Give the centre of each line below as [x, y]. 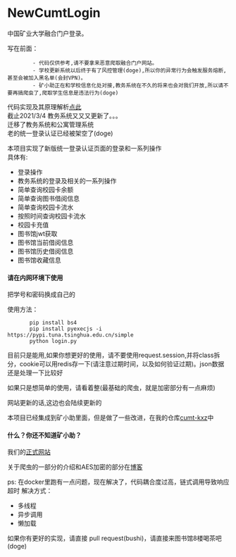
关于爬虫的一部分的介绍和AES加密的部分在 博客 [75, 467]
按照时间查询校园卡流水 [51, 215]
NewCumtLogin [54, 13]
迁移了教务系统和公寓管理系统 [50, 124]
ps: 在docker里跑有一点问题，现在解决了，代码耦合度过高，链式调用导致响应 [118, 482]
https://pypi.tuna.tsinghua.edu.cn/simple [70, 335]
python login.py [53, 342]
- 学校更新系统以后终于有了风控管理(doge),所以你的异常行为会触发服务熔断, [130, 70]
